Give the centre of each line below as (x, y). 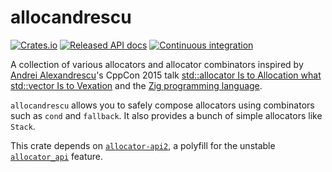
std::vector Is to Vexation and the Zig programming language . (136, 85)
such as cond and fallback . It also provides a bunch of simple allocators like (166, 115)
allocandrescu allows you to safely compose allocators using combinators (162, 105)
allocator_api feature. (57, 156)
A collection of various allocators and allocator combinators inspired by (157, 64)
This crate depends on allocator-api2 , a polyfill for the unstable (143, 145)
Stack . (23, 126)
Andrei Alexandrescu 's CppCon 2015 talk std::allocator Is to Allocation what (166, 75)
